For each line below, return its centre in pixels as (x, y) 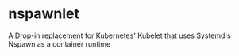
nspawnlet (44, 14)
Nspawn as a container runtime (60, 43)
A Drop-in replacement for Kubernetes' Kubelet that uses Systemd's (120, 35)
